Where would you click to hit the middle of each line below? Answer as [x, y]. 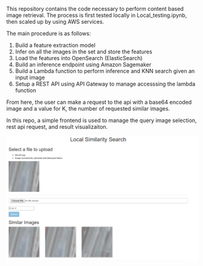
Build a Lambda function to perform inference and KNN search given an [105, 71]
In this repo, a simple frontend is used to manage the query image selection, [101, 120]
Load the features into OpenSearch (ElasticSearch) [79, 58]
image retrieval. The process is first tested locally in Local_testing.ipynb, [97, 15]
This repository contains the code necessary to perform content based [95, 9]
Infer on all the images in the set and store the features [84, 52]
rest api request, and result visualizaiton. [57, 127]
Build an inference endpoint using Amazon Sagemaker [83, 64]
